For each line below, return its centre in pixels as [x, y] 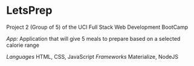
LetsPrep [29, 10]
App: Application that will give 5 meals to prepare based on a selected [93, 38]
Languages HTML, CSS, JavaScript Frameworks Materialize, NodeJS [92, 56]
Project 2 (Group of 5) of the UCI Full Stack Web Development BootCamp [97, 27]
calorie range [23, 45]
